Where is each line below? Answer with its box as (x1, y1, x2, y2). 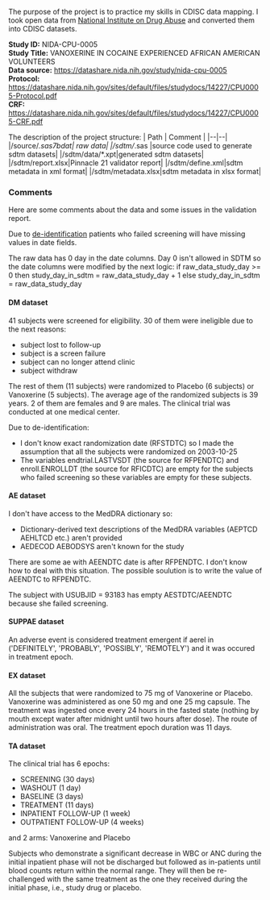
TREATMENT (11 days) (19, 800, 94, 810)
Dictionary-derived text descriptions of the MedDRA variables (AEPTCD (19, 524, 258, 534)
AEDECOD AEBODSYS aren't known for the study (19, 541, 185, 551)
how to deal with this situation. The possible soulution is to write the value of (8, 565, 263, 575)
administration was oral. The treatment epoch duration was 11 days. (8, 723, 232, 732)
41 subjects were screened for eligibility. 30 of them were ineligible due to (8, 315, 254, 325)
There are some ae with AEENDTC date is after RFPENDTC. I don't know (8, 556, 247, 567)
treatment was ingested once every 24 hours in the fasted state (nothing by (8, 706, 260, 715)
